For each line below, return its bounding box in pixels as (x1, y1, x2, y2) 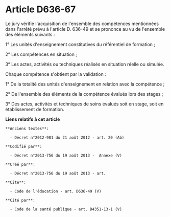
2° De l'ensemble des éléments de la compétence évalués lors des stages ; (5, 91, 163, 97)
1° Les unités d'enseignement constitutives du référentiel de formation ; (5, 41, 156, 47)
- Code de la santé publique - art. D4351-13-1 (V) (10, 206, 123, 212)
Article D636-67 (5, 4, 76, 15)
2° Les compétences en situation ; (5, 51, 78, 57)
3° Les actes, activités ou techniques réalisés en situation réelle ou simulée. (5, 61, 164, 67)
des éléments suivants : (5, 31, 55, 37)
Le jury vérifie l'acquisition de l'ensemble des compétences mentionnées (5, 20, 159, 27)
